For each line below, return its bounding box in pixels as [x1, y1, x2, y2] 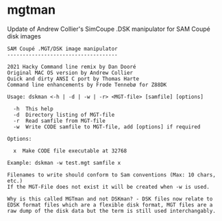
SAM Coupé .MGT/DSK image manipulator [7, 45, 118, 52]
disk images [7, 32, 41, 40]
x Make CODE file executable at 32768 [13, 147, 127, 154]
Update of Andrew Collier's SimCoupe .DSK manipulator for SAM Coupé [7, 25, 210, 33]
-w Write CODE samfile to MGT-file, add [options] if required [13, 123, 201, 130]
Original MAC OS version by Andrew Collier [7, 69, 134, 76]
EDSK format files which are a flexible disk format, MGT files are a [7, 201, 213, 208]
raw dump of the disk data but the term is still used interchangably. [7, 207, 216, 214]
